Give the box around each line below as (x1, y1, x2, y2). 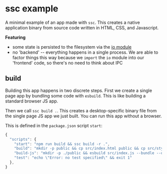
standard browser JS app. (5, 98, 59, 104)
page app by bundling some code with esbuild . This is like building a (5, 92, 146, 98)
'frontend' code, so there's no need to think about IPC (12, 60, 123, 66)
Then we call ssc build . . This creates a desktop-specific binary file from (5, 107, 157, 113)
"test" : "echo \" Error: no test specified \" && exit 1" (14, 155, 133, 161)
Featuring (5, 34, 26, 40)
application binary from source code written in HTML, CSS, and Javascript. (5, 24, 159, 30)
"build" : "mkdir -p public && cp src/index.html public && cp (14, 146, 146, 151)
